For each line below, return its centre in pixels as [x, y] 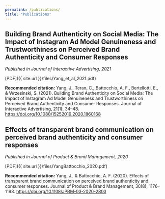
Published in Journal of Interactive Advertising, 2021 [58, 69]
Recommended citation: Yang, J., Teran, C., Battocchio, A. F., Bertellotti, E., [82, 88]
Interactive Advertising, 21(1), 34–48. [42, 109]
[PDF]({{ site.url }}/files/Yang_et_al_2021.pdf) [51, 79]
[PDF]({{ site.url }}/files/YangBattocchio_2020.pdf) [56, 166]
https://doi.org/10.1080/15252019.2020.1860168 [53, 114]
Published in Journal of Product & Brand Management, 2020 [67, 157]
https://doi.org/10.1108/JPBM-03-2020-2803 [61, 192]
